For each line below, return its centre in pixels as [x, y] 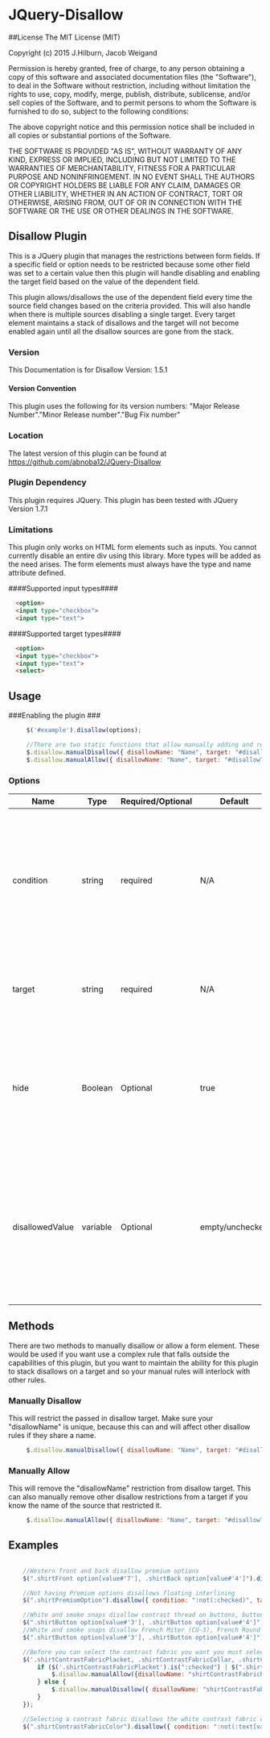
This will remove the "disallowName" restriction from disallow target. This [130, 1488]
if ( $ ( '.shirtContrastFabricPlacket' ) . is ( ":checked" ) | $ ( [138, 1667]
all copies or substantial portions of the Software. [90, 135]
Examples [33, 1545]
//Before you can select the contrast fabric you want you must [133, 1652]
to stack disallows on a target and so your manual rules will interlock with [129, 1371]
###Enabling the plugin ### [55, 716]
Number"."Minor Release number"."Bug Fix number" [94, 415]
